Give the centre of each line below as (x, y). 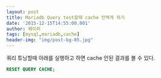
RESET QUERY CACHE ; (31, 70)
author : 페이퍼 (24, 29)
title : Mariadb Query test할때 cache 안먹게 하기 (66, 18)
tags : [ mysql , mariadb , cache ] (43, 34)
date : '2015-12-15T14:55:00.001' (48, 23)
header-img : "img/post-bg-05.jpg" (50, 40)
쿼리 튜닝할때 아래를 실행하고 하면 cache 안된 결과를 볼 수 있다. (81, 58)
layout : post (23, 12)
